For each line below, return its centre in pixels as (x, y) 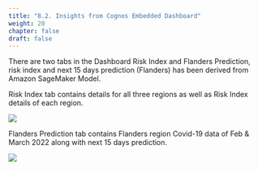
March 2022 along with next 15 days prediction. (88, 142)
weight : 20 (27, 23)
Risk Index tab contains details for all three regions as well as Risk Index (129, 95)
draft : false (30, 38)
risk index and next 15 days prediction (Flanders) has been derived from (129, 70)
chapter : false (34, 31)
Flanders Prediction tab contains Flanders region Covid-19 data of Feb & (129, 134)
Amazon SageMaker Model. (55, 79)
